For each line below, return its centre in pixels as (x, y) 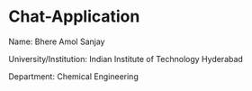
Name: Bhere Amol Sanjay (57, 41)
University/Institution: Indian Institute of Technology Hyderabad (126, 59)
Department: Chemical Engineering (73, 76)
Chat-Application (74, 17)
